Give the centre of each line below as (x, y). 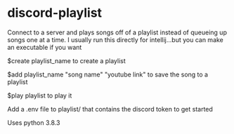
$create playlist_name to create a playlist (67, 60)
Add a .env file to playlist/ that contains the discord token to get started (110, 109)
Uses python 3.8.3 (34, 122)
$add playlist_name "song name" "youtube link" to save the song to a (108, 74)
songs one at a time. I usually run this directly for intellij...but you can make (115, 39)
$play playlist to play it (40, 95)
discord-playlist (55, 13)
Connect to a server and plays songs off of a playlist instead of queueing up (117, 32)
